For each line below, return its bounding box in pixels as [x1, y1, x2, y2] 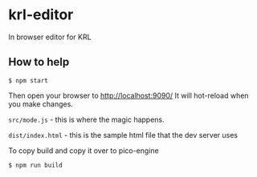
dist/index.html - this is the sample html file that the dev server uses [8, 130, 239, 139]
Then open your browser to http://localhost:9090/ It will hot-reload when [8, 91, 249, 100]
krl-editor [8, 6, 74, 24]
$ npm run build [8, 161, 63, 169]
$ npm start [8, 76, 48, 85]
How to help [8, 55, 70, 69]
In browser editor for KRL [8, 32, 92, 42]
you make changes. [8, 99, 74, 109]
